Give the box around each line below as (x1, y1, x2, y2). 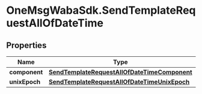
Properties (6, 40, 47, 50)
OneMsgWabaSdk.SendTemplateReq (6, 4, 196, 17)
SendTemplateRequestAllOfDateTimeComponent (49, 68, 192, 76)
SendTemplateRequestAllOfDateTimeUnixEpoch (49, 78, 190, 86)
